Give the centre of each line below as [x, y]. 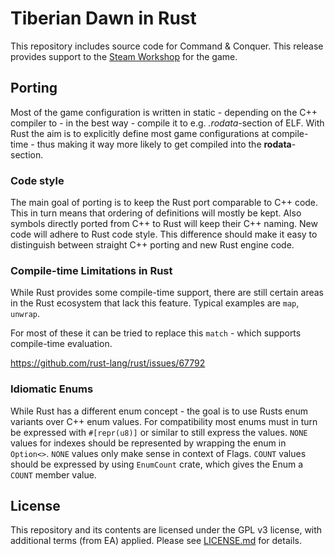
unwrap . [25, 314]
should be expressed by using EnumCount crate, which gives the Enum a [157, 464]
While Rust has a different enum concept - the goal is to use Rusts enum [159, 411]
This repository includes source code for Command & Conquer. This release [167, 46]
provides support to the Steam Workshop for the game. [124, 56]
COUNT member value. [53, 474]
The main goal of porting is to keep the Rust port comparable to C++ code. [164, 203]
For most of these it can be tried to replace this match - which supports [156, 333]
